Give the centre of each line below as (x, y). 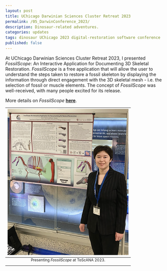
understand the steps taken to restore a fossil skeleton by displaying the (81, 74)
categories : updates (27, 32)
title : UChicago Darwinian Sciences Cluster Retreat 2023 (68, 16)
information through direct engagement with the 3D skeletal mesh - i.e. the (83, 79)
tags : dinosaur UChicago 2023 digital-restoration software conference (83, 38)
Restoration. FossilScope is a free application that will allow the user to (79, 69)
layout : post (19, 11)
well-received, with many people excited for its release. (63, 90)
